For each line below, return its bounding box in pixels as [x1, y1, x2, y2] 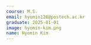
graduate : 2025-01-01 [6, 19, 59, 25]
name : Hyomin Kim [6, 30, 49, 36]
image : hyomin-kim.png [6, 25, 62, 31]
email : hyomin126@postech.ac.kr [6, 14, 85, 20]
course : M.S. [6, 8, 38, 15]
